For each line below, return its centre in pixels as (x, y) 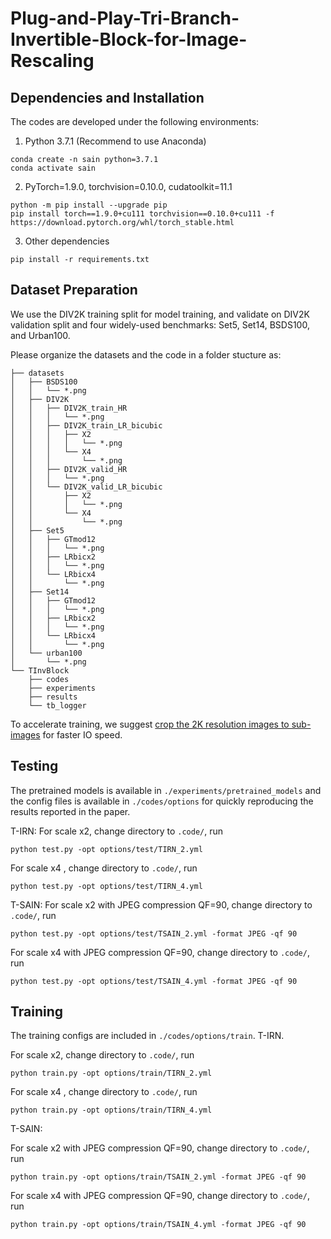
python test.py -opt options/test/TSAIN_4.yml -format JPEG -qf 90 (154, 981)
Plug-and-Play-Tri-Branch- (125, 18)
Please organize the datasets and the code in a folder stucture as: (146, 354)
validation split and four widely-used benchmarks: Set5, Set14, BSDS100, (160, 324)
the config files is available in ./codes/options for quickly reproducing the (162, 801)
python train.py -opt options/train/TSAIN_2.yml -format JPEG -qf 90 (158, 1177)
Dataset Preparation (74, 290)
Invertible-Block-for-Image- (129, 39)
